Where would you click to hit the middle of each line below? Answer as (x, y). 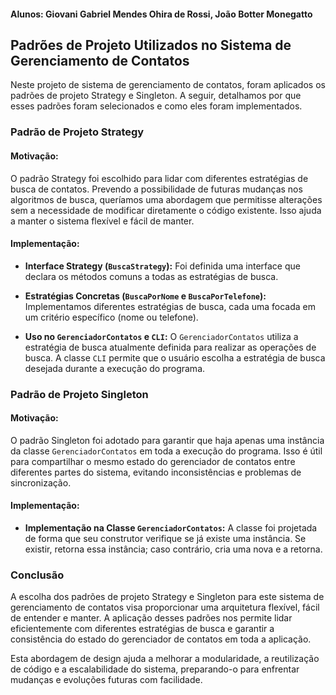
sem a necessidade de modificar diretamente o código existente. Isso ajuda (166, 210)
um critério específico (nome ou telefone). (111, 317)
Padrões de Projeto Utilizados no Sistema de (151, 45)
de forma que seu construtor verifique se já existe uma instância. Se (165, 539)
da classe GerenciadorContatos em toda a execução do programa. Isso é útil (166, 451)
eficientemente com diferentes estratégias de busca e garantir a (142, 629)
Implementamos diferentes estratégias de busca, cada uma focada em (170, 306)
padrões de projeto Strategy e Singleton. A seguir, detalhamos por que (156, 96)
